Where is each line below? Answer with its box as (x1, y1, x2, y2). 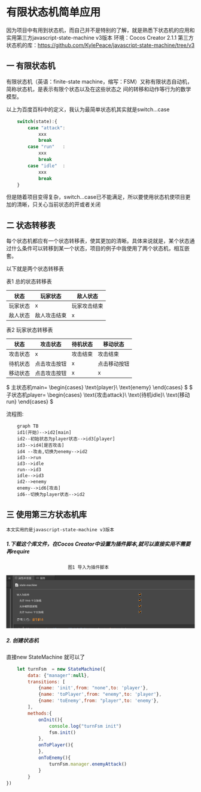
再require (6, 547, 30, 555)
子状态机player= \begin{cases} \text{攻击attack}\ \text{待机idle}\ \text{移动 (6, 391, 190, 398)
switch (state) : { (17, 118, 58, 124)
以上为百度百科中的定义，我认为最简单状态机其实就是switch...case (6, 106, 170, 113)
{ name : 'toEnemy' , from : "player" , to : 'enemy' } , (38, 698, 160, 704)
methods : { (28, 710, 52, 716)
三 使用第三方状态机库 (6, 509, 87, 520)
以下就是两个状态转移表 (6, 265, 64, 272)
